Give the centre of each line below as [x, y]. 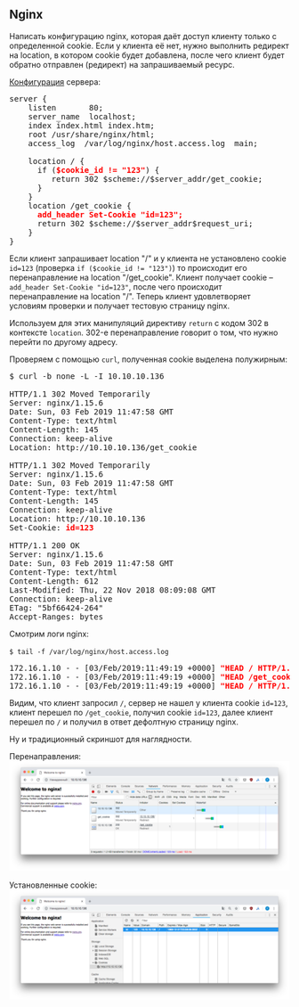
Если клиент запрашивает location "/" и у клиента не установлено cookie [148, 258]
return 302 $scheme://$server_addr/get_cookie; [157, 179]
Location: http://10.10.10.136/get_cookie [103, 447]
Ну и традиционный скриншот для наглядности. [101, 739]
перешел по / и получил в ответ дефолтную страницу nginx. [124, 722]
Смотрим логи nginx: [49, 634]
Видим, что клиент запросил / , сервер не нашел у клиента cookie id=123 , [149, 702]
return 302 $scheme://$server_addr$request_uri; [145, 223]
